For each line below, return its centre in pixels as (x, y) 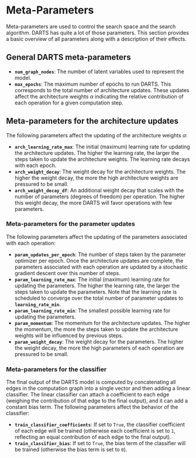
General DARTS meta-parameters (68, 57)
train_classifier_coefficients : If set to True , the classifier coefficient (100, 425)
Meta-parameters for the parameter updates (71, 224)
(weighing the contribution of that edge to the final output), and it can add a (97, 401)
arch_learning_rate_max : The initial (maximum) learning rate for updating (102, 147)
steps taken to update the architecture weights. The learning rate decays (102, 159)
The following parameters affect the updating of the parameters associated (97, 237)
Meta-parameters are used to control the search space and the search (91, 26)
